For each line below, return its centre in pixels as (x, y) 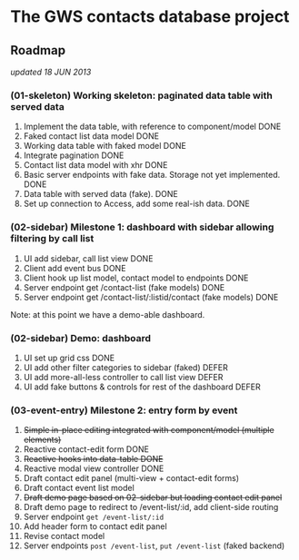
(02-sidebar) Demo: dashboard (81, 338)
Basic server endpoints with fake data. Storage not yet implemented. (152, 175)
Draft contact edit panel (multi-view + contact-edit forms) (131, 478)
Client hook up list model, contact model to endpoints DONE (136, 278)
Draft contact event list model (79, 488)
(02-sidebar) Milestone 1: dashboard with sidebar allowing (142, 227)
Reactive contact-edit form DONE (86, 449)
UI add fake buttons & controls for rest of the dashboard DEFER (142, 387)
